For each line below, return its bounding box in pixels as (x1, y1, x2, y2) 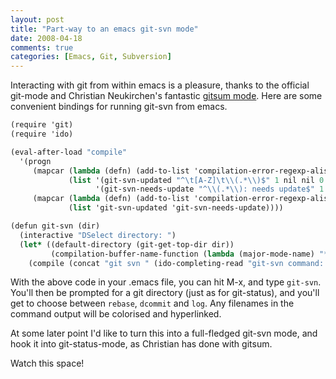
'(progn (19, 156, 52, 166)
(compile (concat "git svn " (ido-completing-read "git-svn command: (28, 258, 325, 268)
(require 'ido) (10, 129, 74, 139)
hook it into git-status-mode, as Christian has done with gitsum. (10, 338, 273, 350)
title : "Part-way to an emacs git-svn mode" (10, 24, 199, 34)
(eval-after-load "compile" (10, 147, 128, 157)
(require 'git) (10, 120, 74, 130)
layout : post (10, 14, 65, 25)
